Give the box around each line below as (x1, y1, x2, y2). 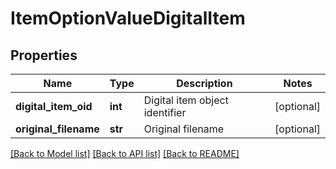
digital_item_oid (15, 100, 93, 113)
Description (176, 77, 233, 90)
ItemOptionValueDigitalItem (10, 7, 246, 30)
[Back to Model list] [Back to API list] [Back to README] (10, 148, 240, 159)
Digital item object (143, 93, 229, 107)
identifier (143, 106, 187, 119)
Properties (10, 47, 78, 64)
